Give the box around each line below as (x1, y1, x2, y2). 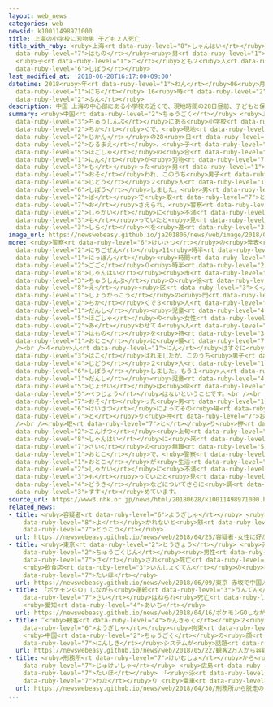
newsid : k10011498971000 (8, 27, 93, 35)
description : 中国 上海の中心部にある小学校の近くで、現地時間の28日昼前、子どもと (8, 102, 260, 111)
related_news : (8, 503, 57, 511)
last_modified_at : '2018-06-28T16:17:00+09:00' (8, 72, 173, 80)
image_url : (8, 231, 45, 240)
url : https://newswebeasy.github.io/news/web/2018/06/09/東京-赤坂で (15, 579, 250, 587)
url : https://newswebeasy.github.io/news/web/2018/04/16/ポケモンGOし (15, 609, 253, 617)
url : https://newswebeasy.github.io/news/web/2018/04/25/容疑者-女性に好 (15, 533, 262, 541)
